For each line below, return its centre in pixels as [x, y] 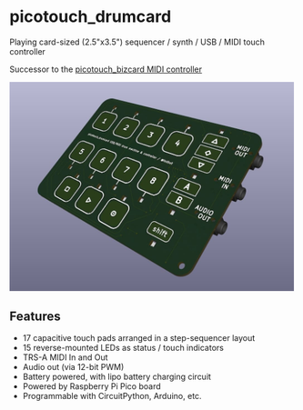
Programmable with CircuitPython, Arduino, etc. [112, 396]
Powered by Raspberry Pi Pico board [91, 386]
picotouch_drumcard [91, 17]
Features [35, 316]
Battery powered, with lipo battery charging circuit [117, 377]
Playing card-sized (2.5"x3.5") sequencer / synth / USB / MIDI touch [137, 42]
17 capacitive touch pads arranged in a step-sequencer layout [139, 338]
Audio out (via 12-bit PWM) [73, 367]
